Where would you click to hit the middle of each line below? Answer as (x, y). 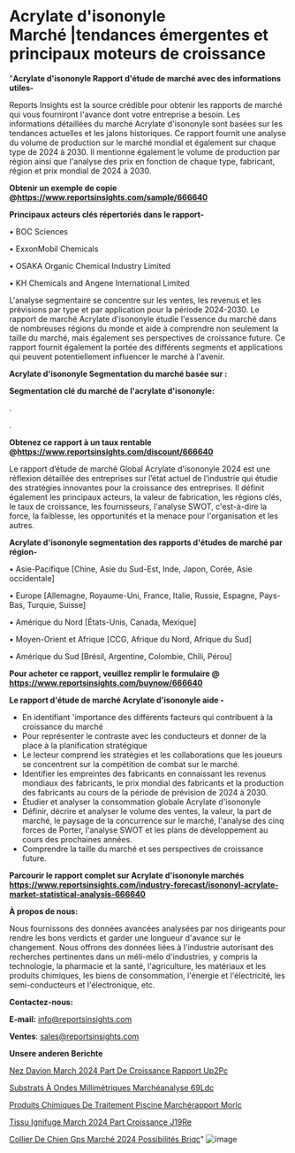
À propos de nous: (44, 911)
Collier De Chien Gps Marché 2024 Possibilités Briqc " (107, 1139)
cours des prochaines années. (77, 839)
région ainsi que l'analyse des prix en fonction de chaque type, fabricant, (142, 161)
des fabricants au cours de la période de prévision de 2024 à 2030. (145, 792)
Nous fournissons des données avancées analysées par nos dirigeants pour (147, 928)
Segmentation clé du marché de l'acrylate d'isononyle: (112, 390)
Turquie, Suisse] (57, 604)
